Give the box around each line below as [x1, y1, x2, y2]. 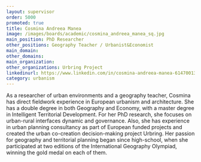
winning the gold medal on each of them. [6, 149, 108, 156]
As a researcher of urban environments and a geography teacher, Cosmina [6, 92, 191, 99]
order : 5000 [6, 14, 36, 20]
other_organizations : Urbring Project [6, 64, 103, 71]
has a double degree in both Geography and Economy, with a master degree [6, 105, 194, 112]
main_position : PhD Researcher [6, 36, 84, 42]
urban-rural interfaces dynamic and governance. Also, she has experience [6, 117, 190, 124]
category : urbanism [6, 75, 55, 81]
